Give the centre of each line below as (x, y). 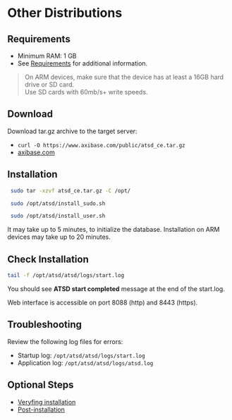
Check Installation (48, 259)
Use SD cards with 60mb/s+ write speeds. (86, 92)
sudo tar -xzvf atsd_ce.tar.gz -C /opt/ (71, 191)
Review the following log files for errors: (65, 341)
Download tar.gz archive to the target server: (72, 131)
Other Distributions (65, 13)
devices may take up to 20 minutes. (59, 237)
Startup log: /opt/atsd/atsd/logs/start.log (81, 355)
